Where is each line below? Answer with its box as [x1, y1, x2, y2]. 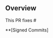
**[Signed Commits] [5, 27, 49, 33]
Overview [5, 4, 37, 12]
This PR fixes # [5, 17, 37, 23]
